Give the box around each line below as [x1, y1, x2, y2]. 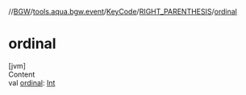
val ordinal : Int [8, 77, 56, 87]
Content [8, 69, 35, 79]
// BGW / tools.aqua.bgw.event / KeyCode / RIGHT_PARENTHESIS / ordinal [8, 7, 238, 16]
